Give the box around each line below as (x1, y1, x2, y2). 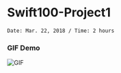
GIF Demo (7, 43, 40, 53)
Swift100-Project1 (7, 5, 111, 20)
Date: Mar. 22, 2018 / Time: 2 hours (7, 27, 115, 34)
